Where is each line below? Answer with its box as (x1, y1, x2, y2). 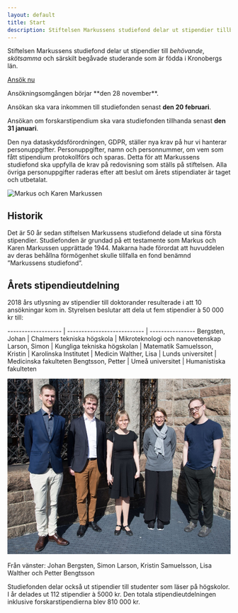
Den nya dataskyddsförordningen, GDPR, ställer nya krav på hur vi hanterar (7, 138, 227, 147)
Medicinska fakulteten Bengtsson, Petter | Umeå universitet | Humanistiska (7, 357, 226, 365)
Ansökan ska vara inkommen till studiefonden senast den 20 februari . (7, 103, 211, 111)
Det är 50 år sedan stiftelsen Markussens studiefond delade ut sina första (7, 229, 222, 237)
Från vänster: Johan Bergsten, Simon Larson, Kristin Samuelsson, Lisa (7, 561, 212, 570)
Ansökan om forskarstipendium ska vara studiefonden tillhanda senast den (7, 117, 226, 125)
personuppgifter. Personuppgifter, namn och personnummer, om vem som (7, 145, 225, 154)
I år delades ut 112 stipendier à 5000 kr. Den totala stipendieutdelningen (7, 590, 217, 599)
